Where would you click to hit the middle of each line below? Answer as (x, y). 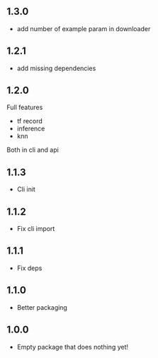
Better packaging (42, 307)
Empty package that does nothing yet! (73, 347)
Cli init (26, 189)
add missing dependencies (56, 68)
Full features (25, 107)
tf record (30, 121)
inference (31, 129)
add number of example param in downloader (84, 28)
